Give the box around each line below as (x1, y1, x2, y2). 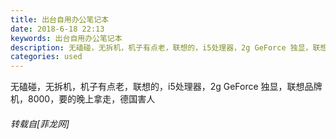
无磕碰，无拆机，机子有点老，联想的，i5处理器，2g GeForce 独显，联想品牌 (10, 81, 323, 93)
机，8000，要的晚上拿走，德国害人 (10, 93, 156, 105)
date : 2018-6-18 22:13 (10, 24, 105, 34)
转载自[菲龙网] (10, 117, 70, 130)
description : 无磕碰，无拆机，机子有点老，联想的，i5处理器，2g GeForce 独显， (10, 42, 313, 53)
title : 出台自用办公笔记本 (10, 14, 110, 25)
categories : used (10, 52, 83, 62)
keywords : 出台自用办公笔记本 (10, 33, 123, 43)
